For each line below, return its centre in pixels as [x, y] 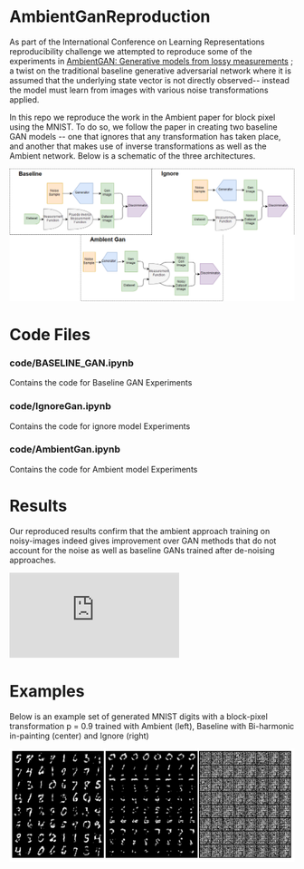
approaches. [33, 560]
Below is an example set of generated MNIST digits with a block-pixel [139, 716]
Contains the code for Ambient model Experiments [104, 469]
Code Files [50, 334]
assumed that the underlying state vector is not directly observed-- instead [149, 80]
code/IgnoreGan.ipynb [60, 406]
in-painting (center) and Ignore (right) [79, 736]
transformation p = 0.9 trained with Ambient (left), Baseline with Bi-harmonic [152, 726]
